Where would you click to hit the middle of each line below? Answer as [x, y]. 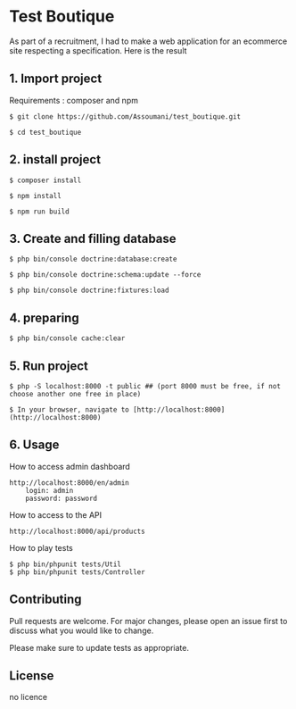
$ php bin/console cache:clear [67, 338]
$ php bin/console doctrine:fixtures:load [89, 291]
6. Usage [34, 445]
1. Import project [56, 79]
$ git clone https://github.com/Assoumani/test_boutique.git [125, 117]
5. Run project [49, 366]
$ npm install [36, 196]
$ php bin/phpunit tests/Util [66, 564]
